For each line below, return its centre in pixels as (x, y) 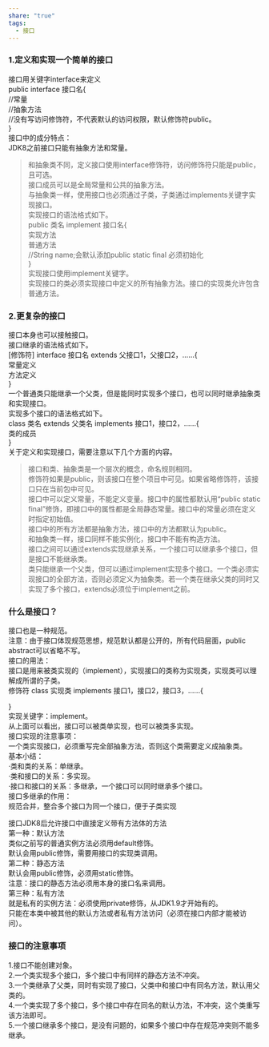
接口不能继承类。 (63, 559)
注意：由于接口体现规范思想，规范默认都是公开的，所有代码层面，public (127, 640)
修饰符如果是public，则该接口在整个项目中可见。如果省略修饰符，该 (140, 479)
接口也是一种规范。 (40, 631)
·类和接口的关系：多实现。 (52, 776)
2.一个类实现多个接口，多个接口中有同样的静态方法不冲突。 (106, 975)
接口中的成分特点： (40, 138)
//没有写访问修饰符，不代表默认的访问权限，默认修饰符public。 (112, 119)
